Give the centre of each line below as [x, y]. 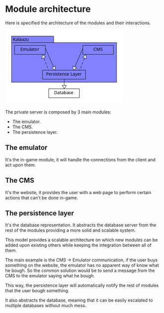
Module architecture [48, 9]
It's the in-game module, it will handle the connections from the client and [81, 159]
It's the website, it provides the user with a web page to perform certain [78, 192]
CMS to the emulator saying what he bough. [50, 276]
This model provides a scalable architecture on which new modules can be [82, 240]
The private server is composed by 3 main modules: [58, 112]
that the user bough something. [37, 291]
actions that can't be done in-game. [42, 198]
